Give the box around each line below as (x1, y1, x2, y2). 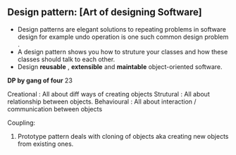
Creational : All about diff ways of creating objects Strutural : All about (7, 89, 210, 98)
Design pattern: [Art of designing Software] (7, 6, 202, 18)
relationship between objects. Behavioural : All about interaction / (7, 97, 197, 106)
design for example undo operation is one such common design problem (17, 32, 229, 41)
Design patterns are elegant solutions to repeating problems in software (17, 25, 227, 33)
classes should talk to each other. (17, 55, 116, 63)
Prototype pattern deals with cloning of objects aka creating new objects (17, 132, 229, 140)
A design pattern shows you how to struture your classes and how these (17, 47, 228, 56)
